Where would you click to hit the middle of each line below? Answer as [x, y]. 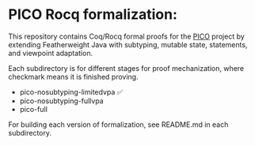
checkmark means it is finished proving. [73, 76]
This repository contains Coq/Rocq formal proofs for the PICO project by [127, 36]
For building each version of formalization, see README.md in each [118, 125]
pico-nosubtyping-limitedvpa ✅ [71, 91]
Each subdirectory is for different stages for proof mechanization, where [126, 68]
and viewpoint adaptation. [51, 53]
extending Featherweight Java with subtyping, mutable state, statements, [128, 44]
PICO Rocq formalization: [93, 15]
